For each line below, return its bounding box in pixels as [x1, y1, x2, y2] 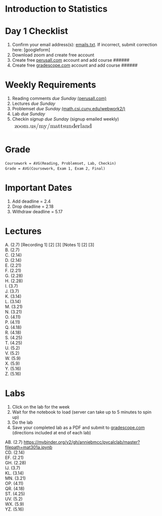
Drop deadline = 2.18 [12, 203, 54, 209]
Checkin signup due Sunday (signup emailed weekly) [12, 116, 119, 122]
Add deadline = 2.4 [12, 198, 51, 204]
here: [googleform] [12, 47, 50, 53]
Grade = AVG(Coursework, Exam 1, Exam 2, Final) [5, 166, 106, 171]
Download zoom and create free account [12, 52, 94, 58]
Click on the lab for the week [12, 404, 70, 410]
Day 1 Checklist [5, 26, 68, 37]
